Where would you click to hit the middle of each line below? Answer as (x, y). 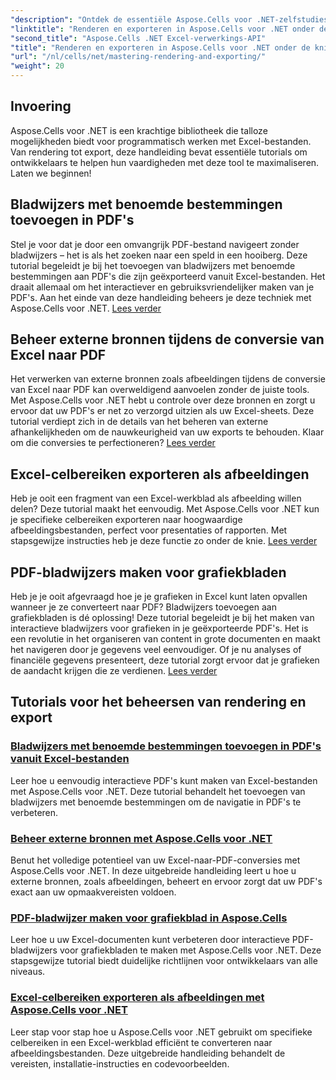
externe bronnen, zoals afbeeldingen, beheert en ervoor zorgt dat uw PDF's (166, 882)
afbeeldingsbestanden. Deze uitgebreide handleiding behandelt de (148, 1053)
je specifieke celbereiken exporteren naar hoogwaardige (126, 520)
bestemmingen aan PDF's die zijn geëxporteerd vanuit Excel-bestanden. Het (168, 276)
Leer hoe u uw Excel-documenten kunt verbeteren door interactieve (150, 940)
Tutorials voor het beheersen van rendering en (158, 702)
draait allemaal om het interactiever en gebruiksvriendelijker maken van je (162, 287)
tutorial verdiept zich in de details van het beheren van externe (139, 422)
